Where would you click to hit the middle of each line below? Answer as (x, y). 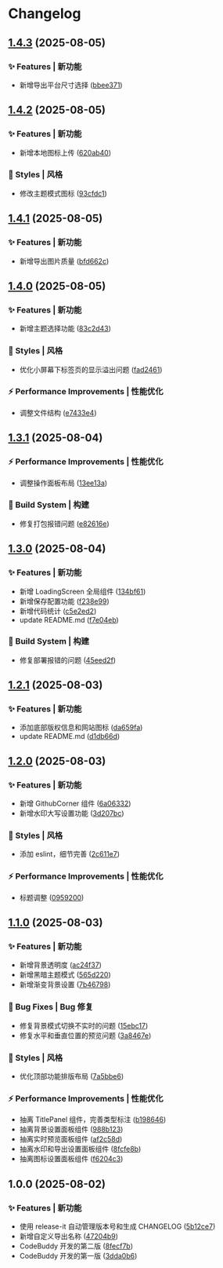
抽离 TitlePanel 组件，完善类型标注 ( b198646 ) (93, 1120)
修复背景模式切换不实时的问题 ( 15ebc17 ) (84, 1025)
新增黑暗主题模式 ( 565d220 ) (65, 975)
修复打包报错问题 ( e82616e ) (64, 524)
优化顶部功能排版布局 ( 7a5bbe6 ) (72, 1076)
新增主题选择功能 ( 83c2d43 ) (65, 329)
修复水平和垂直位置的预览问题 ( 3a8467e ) (85, 1035)
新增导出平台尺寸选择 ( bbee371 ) (71, 85)
